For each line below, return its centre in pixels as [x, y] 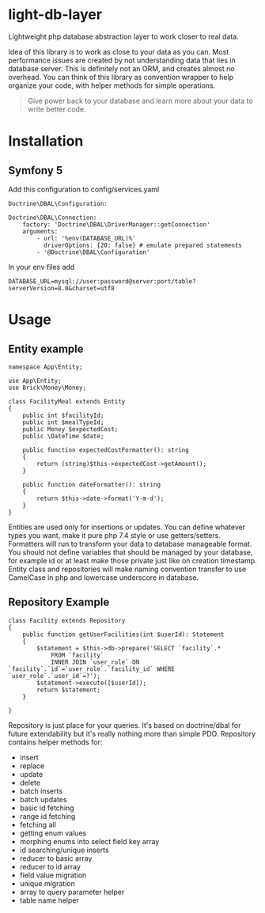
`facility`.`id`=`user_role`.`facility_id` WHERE [92, 669]
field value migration [53, 875]
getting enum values [53, 833]
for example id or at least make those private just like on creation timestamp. [132, 560]
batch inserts [41, 791]
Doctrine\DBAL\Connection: [53, 218]
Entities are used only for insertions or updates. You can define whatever [127, 527]
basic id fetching [47, 808]
